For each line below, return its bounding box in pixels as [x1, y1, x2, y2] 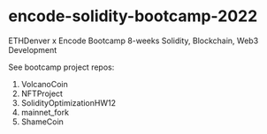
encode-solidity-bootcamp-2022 [8, 6, 258, 26]
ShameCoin [20, 116, 64, 127]
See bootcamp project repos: [8, 62, 115, 72]
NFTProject [20, 88, 64, 99]
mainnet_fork [20, 107, 70, 117]
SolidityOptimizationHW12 [20, 97, 117, 108]
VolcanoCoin [20, 78, 68, 89]
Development [8, 44, 57, 55]
